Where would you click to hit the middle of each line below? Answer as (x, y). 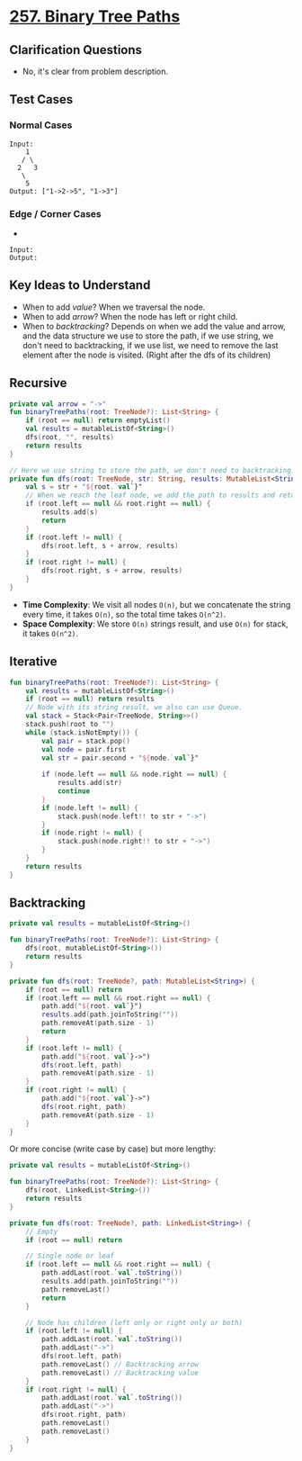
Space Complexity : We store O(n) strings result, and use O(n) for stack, (155, 624)
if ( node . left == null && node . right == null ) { (134, 775)
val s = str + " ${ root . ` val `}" (84, 487)
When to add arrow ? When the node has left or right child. (130, 316)
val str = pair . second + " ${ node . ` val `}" (120, 758)
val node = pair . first (84, 749)
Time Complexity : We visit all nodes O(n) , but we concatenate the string (156, 604)
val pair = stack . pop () (86, 741)
